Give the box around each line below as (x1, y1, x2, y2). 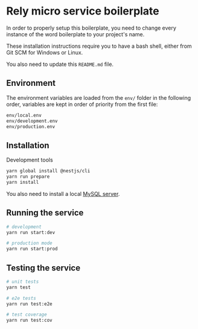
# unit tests (6, 278, 39, 285)
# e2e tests (6, 295, 36, 301)
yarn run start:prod (6, 246, 59, 252)
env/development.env (6, 118, 59, 124)
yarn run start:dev (6, 229, 56, 235)
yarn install (6, 179, 39, 185)
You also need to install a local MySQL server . (6, 190, 120, 197)
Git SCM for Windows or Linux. (6, 48, 83, 56)
